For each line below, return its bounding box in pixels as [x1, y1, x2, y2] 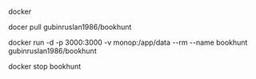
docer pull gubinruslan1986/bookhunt [8, 22, 132, 31]
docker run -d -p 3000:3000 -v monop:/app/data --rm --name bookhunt [8, 38, 248, 47]
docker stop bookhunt [8, 61, 82, 71]
